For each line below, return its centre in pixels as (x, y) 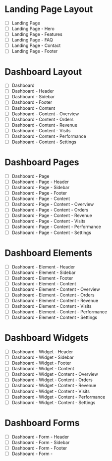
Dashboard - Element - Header (43, 267)
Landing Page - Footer (35, 51)
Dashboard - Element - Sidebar (44, 272)
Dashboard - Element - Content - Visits (52, 306)
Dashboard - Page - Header (40, 182)
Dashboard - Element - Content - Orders (53, 295)
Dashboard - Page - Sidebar (41, 187)
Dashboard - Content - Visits (41, 130)
